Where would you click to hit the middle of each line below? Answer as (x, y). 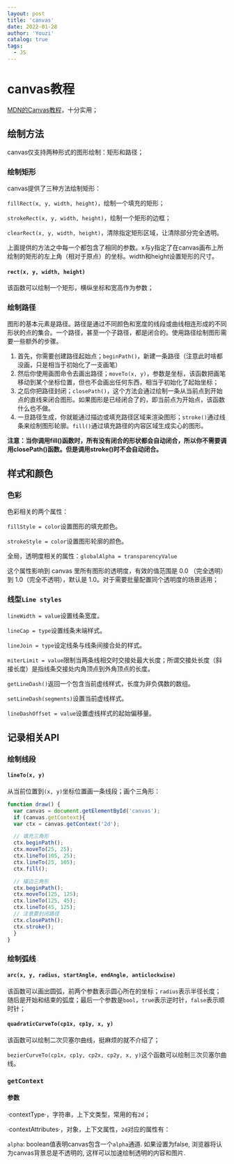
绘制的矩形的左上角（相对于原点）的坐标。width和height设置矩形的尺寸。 (112, 256)
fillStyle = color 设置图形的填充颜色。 (64, 526)
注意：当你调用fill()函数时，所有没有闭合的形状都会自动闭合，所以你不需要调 (117, 441)
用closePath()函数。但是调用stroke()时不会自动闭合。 (85, 450)
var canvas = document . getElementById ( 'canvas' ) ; (87, 811)
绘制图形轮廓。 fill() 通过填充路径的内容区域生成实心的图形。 (118, 426)
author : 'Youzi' (31, 33)
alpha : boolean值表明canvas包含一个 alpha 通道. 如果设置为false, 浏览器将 (112, 1144)
